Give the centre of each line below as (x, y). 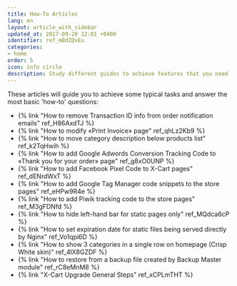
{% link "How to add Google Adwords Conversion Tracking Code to (117, 153)
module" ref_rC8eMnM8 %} (59, 267)
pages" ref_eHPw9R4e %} (57, 191)
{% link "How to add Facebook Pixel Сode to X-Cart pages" (105, 168)
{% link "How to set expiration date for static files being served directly (122, 229)
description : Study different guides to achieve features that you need (118, 73)
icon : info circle (35, 67)
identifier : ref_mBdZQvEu (46, 41)
